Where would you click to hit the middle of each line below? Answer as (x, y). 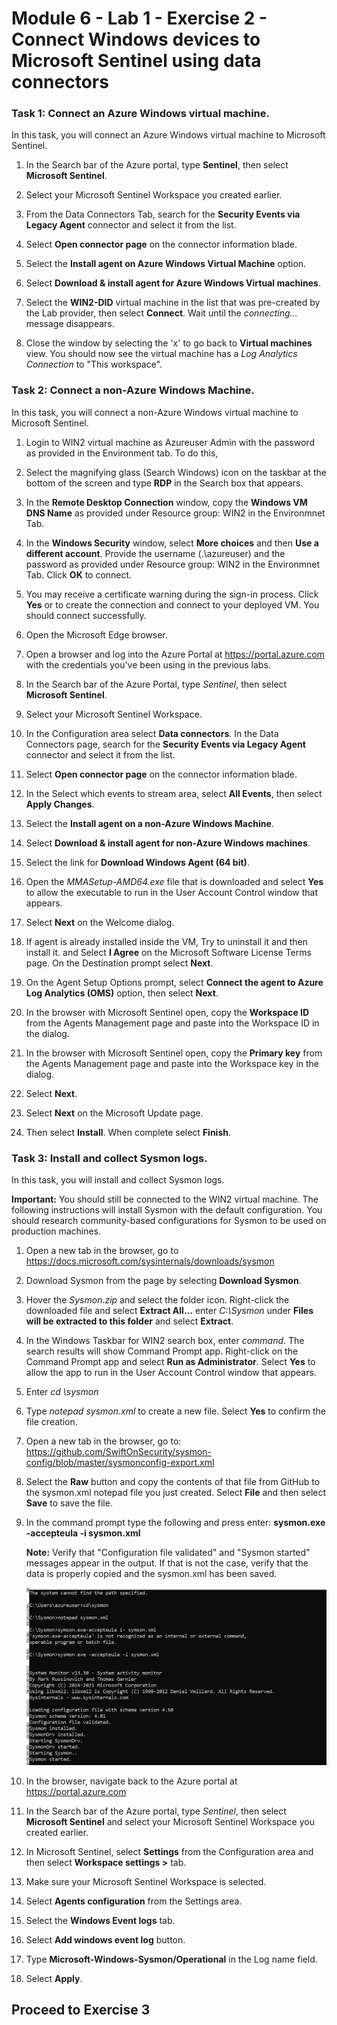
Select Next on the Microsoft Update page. (114, 1113)
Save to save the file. (69, 1503)
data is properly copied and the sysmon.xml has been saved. (151, 1574)
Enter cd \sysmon (62, 1392)
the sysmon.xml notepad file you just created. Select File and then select (176, 1493)
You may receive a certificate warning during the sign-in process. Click (172, 594)
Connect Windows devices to (136, 39)
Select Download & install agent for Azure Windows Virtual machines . (173, 283)
